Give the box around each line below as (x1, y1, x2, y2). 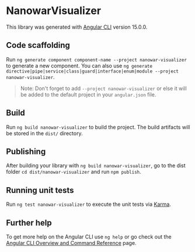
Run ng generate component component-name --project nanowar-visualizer (6, 56, 187, 63)
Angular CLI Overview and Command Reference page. (6, 240, 137, 246)
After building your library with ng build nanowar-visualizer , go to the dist (6, 162, 186, 169)
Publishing (6, 146, 46, 156)
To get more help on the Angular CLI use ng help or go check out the (6, 233, 172, 240)
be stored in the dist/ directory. (6, 130, 83, 137)
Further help (6, 218, 53, 227)
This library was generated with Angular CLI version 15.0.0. (6, 23, 148, 30)
